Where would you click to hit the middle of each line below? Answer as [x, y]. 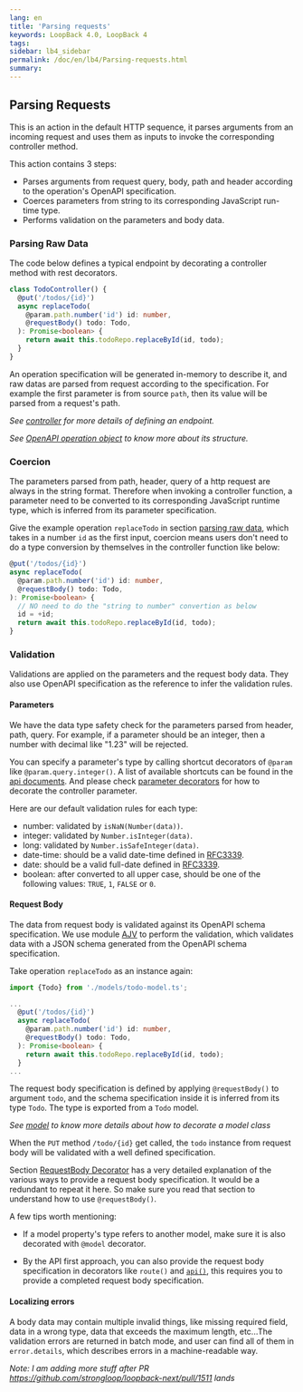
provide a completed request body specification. [113, 1280]
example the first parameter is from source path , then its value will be [138, 393]
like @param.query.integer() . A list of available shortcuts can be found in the [151, 771]
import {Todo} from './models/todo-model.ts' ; [99, 988]
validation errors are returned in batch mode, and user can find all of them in [152, 1341]
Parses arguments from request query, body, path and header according [157, 181]
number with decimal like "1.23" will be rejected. [99, 744]
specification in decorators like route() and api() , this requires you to [152, 1271]
